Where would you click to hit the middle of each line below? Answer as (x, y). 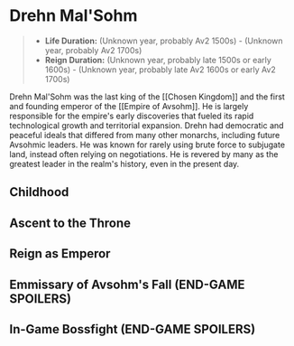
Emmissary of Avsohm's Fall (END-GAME (127, 284)
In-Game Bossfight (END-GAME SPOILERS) (133, 329)
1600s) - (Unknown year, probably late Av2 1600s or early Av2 (161, 70)
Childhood (39, 192)
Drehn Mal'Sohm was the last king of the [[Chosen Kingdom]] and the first (147, 97)
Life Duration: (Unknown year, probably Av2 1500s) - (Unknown (164, 41)
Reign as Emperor (60, 254)
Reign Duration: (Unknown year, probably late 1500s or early (158, 60)
